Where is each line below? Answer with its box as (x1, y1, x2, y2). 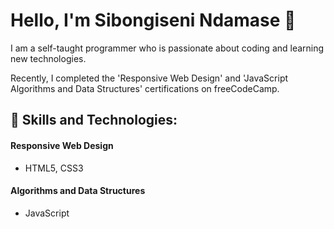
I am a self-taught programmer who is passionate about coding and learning (10, 42, 325, 54)
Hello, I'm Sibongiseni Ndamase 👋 (10, 9, 297, 32)
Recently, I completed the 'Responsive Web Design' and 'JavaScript (10, 72, 289, 84)
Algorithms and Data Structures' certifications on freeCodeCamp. (10, 82, 280, 94)
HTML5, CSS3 (24, 162, 84, 174)
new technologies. (10, 52, 87, 64)
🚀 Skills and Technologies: (10, 112, 178, 129)
